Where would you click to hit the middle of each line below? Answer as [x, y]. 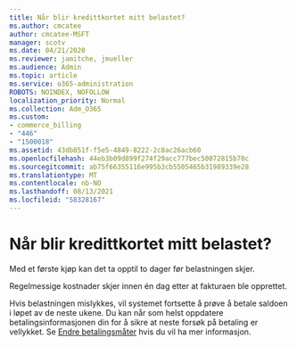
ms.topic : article [43, 76]
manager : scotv [37, 42]
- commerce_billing [45, 126]
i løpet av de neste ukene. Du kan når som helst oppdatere [116, 312]
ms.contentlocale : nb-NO [55, 184]
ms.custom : [29, 117]
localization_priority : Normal [67, 100]
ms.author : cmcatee [45, 26]
